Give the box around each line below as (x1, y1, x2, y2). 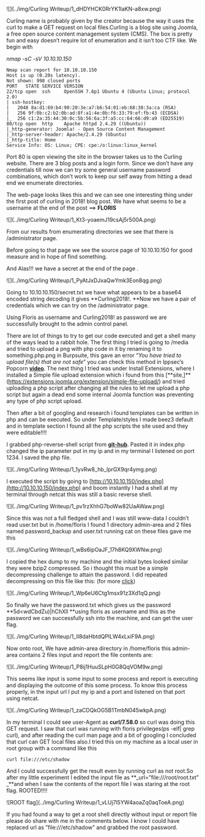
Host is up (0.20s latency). (6, 73, 81, 79)
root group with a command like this (6, 745, 97, 752)
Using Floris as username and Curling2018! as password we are (6, 313, 167, 321)
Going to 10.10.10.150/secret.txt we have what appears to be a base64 (6, 289, 182, 296)
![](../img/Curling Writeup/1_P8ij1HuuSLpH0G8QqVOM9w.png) (6, 663, 163, 670)
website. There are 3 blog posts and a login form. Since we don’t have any (6, 160, 194, 167)
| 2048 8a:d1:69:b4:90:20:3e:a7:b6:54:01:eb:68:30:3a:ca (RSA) (6, 104, 176, 111)
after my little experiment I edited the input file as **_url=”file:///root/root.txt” (6, 774, 199, 781)
